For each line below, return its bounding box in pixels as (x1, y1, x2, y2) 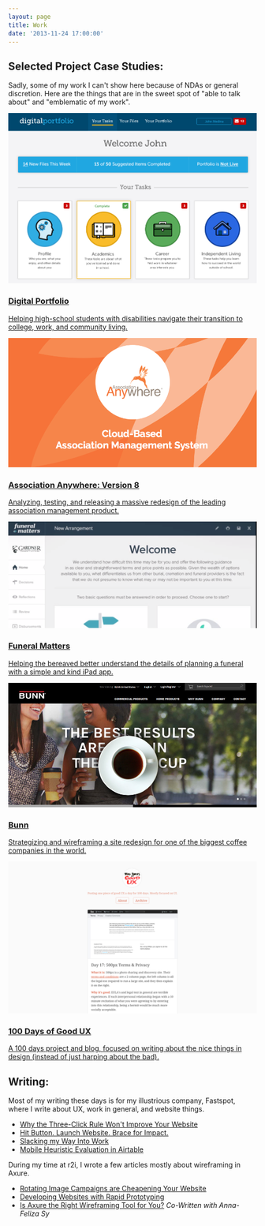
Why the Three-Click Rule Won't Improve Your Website (19, 1119, 199, 1129)
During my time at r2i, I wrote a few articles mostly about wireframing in (8, 1160, 241, 1170)
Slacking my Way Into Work (19, 1137, 109, 1146)
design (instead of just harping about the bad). (8, 1052, 159, 1062)
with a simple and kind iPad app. (8, 667, 114, 677)
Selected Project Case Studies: (8, 59, 164, 73)
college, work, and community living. (8, 322, 128, 332)
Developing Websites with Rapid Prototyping (19, 1192, 165, 1202)
